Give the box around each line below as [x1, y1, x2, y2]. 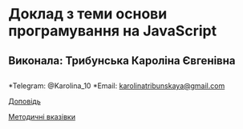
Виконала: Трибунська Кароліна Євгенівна [8, 54, 236, 67]
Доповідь [8, 96, 42, 106]
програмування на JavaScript [8, 22, 217, 40]
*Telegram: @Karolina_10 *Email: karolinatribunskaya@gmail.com [8, 81, 225, 91]
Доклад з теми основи [8, 5, 168, 23]
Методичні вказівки [8, 111, 76, 121]
